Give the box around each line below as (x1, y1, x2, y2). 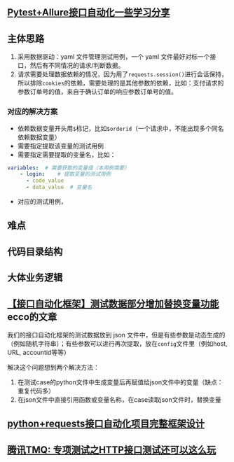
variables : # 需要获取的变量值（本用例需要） (7, 164, 130, 171)
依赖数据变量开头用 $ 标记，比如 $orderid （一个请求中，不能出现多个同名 (17, 124, 224, 132)
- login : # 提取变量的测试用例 (20, 171, 111, 178)
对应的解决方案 (7, 107, 58, 117)
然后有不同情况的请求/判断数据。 (29, 62, 125, 70)
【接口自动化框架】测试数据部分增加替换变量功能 (7, 297, 219, 309)
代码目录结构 (7, 246, 63, 258)
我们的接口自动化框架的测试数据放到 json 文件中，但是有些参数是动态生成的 (7, 330, 226, 339)
